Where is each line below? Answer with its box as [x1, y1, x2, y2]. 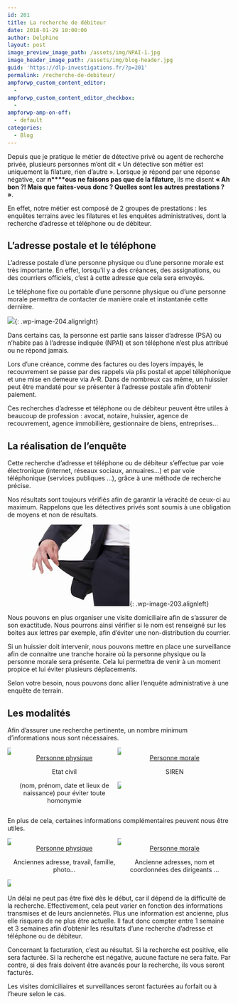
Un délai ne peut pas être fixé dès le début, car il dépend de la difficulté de [7, 894, 226, 903]
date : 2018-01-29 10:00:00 [7, 26, 87, 33]
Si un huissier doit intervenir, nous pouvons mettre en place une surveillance [7, 642, 231, 651]
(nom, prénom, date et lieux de [19, 781, 109, 790]
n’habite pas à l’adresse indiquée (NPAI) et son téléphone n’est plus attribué [7, 338, 229, 347]
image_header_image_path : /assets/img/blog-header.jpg [7, 57, 173, 64]
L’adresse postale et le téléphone [7, 239, 156, 252]
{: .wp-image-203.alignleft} [129, 599, 210, 609]
